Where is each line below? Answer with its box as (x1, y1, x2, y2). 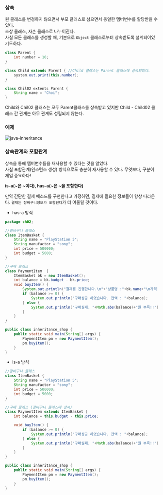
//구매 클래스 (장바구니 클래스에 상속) (5, 405, 73, 410)
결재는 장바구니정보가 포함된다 (11, 200, 63, 205)
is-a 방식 (12, 359, 29, 365)
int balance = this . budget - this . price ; (14, 414, 98, 419)
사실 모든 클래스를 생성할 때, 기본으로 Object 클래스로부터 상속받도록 (5, 35, 135, 40)
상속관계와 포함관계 (5, 148, 48, 155)
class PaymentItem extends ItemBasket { (5, 409, 88, 414)
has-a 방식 (12, 209, 33, 215)
